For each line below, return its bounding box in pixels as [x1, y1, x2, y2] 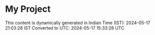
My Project [5, 3, 51, 15]
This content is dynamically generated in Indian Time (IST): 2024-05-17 [5, 20, 151, 26]
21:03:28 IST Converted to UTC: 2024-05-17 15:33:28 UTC [5, 25, 124, 31]
